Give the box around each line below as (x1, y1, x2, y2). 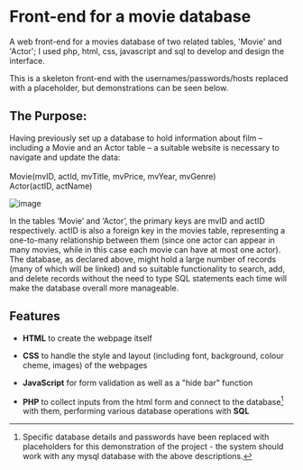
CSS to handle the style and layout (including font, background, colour (22, 350, 284, 361)
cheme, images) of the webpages (22, 359, 148, 371)
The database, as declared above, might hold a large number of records (9, 253, 277, 264)
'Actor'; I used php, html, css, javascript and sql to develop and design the (9, 45, 285, 56)
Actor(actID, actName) (9, 180, 93, 191)
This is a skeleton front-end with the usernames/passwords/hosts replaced (9, 72, 289, 83)
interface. (9, 55, 45, 66)
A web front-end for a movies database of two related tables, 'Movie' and (9, 36, 282, 47)
